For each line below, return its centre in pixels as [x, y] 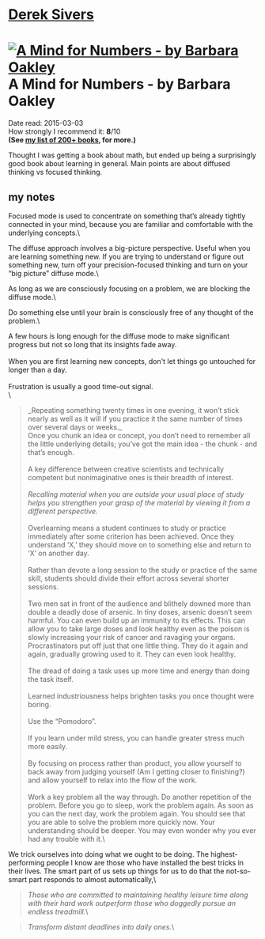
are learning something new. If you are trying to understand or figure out [126, 256]
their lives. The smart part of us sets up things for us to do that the [116, 871]
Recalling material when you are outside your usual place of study [136, 494]
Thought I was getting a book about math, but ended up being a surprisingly [132, 155]
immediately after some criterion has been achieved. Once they [131, 536]
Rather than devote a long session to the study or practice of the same [142, 570]
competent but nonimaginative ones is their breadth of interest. [130, 477]
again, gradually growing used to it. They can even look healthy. [132, 653]
